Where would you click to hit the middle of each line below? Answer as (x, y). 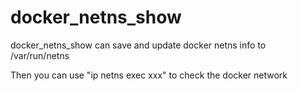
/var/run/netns (40, 55)
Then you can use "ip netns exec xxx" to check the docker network (149, 75)
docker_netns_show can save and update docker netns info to (138, 45)
